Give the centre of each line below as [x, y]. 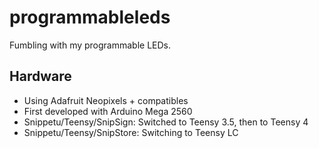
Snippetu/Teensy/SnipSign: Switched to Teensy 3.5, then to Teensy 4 [166, 122]
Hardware [40, 76]
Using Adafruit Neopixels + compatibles [106, 100]
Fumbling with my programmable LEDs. [90, 45]
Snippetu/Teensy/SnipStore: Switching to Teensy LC [131, 132]
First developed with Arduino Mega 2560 [108, 111]
